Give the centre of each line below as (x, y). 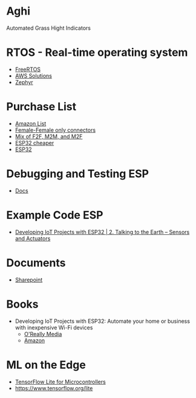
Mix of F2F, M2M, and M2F (49, 136)
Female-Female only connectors (55, 130)
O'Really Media (43, 334)
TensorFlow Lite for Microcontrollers (60, 382)
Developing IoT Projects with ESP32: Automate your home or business (103, 321)
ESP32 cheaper (34, 143)
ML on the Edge (46, 365)
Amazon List (31, 123)
